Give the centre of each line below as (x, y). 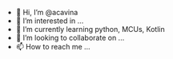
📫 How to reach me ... (53, 47)
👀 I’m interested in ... (50, 21)
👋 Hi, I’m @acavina (47, 12)
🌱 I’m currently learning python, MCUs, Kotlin (91, 29)
